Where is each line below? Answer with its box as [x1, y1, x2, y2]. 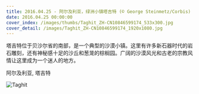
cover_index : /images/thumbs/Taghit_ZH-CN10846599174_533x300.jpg [6, 20, 174, 25]
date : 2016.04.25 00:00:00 [6, 14, 73, 20]
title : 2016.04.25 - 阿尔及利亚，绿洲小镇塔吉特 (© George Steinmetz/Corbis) [6, 8, 191, 15]
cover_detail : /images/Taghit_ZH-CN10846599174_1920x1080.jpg [6, 25, 163, 31]
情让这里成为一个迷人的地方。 [6, 57, 79, 64]
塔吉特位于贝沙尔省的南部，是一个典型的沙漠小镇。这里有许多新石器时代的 [6, 42, 188, 49]
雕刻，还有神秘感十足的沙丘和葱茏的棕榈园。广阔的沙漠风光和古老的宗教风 [11, 50, 193, 57]
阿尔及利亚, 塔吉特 [6, 69, 51, 77]
